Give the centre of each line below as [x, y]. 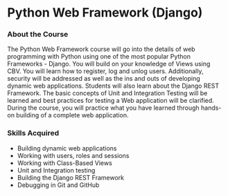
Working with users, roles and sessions [73, 155]
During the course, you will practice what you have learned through [103, 108]
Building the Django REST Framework [71, 177]
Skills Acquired [33, 133]
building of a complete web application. [72, 115]
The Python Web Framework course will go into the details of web [101, 49]
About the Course [38, 35]
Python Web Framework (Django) [105, 13]
